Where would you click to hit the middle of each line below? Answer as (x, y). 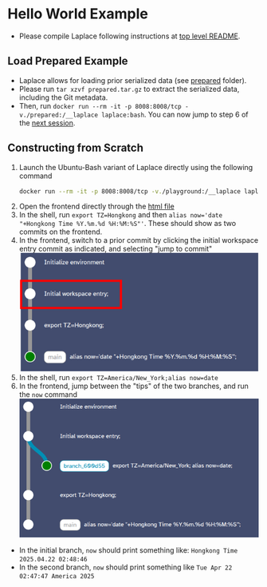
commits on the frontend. (61, 232)
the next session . (47, 123)
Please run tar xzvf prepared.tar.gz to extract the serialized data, (129, 89)
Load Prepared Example (68, 61)
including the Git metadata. (63, 97)
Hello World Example (78, 14)
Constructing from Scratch (76, 148)
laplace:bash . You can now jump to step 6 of (175, 114)
